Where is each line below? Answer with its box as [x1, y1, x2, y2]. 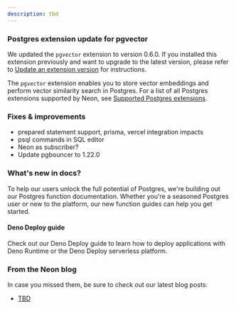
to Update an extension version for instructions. [7, 65, 147, 73]
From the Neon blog [7, 264, 77, 274]
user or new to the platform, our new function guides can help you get [7, 200, 213, 208]
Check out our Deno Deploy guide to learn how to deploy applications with [7, 239, 225, 247]
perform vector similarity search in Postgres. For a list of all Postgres [7, 86, 208, 94]
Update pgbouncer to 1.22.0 [17, 151, 100, 159]
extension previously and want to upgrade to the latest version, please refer [7, 58, 229, 66]
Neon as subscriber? [17, 143, 79, 151]
